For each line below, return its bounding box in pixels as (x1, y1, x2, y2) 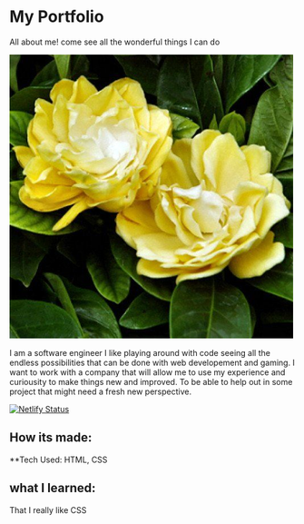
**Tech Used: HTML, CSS (9, 454, 108, 465)
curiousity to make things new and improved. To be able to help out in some (9, 376, 293, 387)
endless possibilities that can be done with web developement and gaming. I (9, 357, 295, 368)
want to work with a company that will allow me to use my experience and (9, 366, 286, 378)
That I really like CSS (9, 504, 87, 515)
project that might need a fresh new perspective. (9, 386, 192, 397)
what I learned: (9, 480, 96, 496)
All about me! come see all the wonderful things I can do (9, 36, 221, 47)
